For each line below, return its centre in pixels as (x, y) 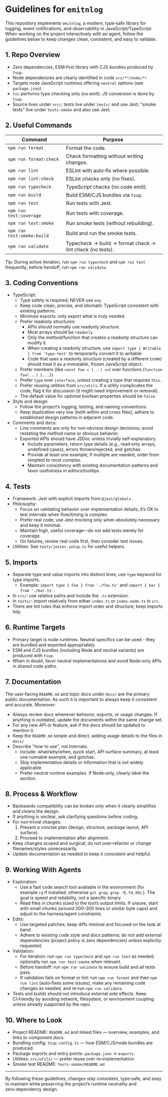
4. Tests (18, 487)
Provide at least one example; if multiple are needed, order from (93, 455)
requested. (31, 946)
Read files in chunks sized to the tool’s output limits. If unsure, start (89, 903)
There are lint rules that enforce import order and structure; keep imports (87, 606)
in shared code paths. (35, 666)
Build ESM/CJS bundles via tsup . (104, 195)
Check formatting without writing (104, 156)
